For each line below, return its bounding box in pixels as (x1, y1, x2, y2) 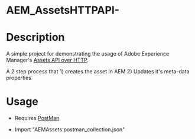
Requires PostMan (14, 115, 60, 122)
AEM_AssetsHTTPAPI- (6, 4, 120, 17)
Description (6, 31, 65, 44)
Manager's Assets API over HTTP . (6, 57, 89, 64)
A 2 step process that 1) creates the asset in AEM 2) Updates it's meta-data (6, 68, 190, 75)
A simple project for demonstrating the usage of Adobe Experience (6, 50, 170, 57)
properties (6, 75, 31, 82)
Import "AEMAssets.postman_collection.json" (14, 126, 125, 133)
